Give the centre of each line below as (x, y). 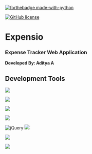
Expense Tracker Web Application (46, 53)
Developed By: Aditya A (30, 63)
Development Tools (35, 78)
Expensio (24, 37)
